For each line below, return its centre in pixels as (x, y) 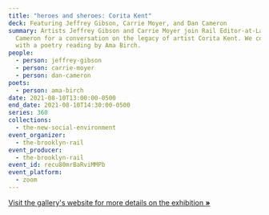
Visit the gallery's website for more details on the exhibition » (109, 202)
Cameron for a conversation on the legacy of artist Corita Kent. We (134, 38)
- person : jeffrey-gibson (59, 61)
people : (21, 53)
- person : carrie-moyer (55, 68)
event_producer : (35, 150)
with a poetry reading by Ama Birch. (78, 46)
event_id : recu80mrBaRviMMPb (57, 165)
